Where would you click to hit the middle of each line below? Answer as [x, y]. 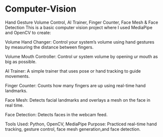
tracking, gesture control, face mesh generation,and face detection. [73, 129]
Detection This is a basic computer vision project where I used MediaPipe [79, 27]
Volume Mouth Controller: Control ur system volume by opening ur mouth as [81, 56]
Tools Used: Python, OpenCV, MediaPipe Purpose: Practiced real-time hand [81, 124]
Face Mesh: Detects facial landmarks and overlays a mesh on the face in [78, 100]
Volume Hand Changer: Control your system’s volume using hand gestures [80, 42]
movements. [18, 76]
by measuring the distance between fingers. [49, 47]
